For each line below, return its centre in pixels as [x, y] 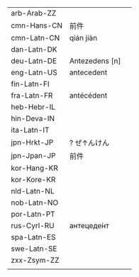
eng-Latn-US [34, 72]
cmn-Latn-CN [35, 38]
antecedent [88, 72]
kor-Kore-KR [33, 180]
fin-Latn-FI [30, 84]
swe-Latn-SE [34, 249]
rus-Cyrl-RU [33, 226]
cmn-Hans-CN [37, 26]
